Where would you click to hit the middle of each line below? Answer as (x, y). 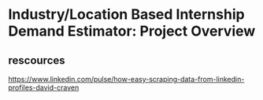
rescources (37, 60)
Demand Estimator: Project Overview (132, 31)
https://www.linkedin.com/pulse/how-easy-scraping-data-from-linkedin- (126, 79)
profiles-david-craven (44, 87)
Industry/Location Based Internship (127, 15)
